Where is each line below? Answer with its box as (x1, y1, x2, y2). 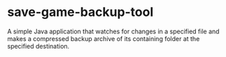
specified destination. (7, 42, 70, 50)
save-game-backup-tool (7, 4, 154, 20)
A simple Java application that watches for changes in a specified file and (7, 27, 220, 35)
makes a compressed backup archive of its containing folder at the (7, 34, 200, 42)
